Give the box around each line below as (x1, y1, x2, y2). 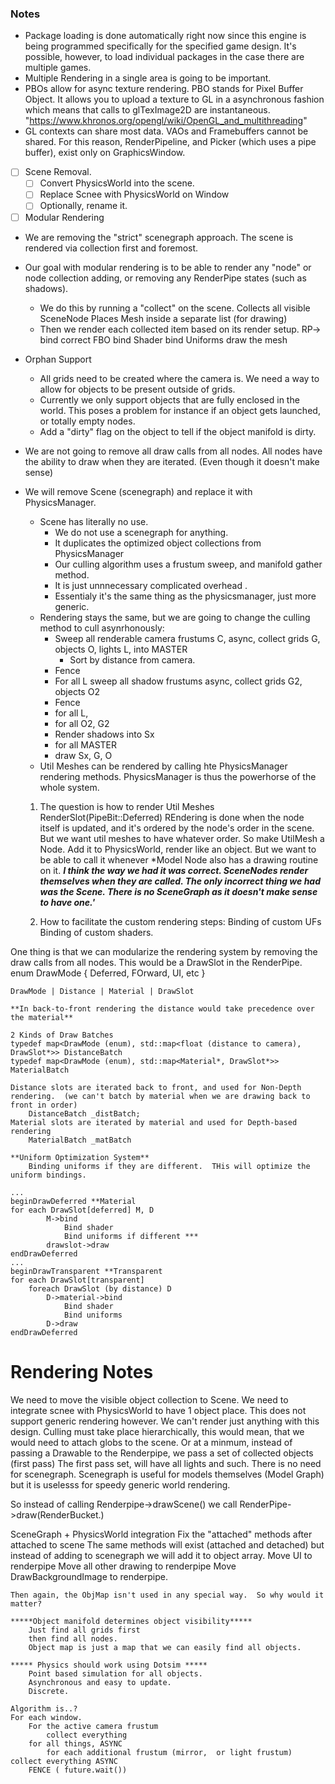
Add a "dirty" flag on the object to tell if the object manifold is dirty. (39, 425, 317, 437)
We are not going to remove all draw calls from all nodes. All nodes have (24, 445, 323, 457)
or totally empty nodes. (39, 415, 136, 427)
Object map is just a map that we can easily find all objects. (28, 1642, 302, 1652)
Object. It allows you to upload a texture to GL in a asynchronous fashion (24, 93, 325, 106)
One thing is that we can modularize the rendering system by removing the (10, 945, 318, 957)
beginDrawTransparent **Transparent (10, 1266, 163, 1276)
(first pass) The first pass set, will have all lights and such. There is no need (10, 1457, 322, 1469)
